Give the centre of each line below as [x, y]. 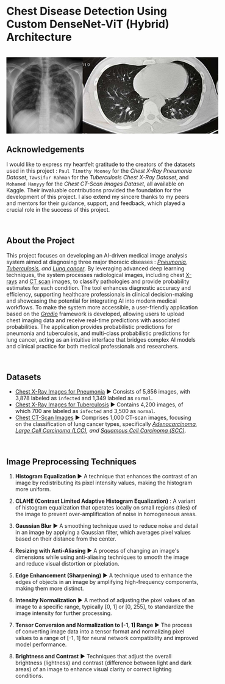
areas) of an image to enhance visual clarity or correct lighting [93, 669]
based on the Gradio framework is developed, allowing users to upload [95, 314]
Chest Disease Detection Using [87, 11]
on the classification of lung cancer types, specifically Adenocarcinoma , [106, 424]
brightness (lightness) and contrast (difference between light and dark [103, 663]
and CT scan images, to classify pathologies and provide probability [104, 281]
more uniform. [33, 489]
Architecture [39, 37]
